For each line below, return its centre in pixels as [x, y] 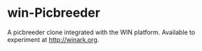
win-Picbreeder [54, 13]
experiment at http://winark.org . [53, 39]
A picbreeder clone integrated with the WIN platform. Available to [101, 32]
